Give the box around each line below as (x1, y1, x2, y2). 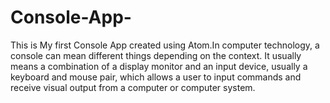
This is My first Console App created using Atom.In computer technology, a (10, 39, 320, 51)
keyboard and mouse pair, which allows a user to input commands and (10, 71, 302, 83)
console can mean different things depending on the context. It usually (10, 49, 302, 61)
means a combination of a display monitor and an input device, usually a (10, 60, 308, 72)
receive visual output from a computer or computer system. (10, 81, 256, 93)
